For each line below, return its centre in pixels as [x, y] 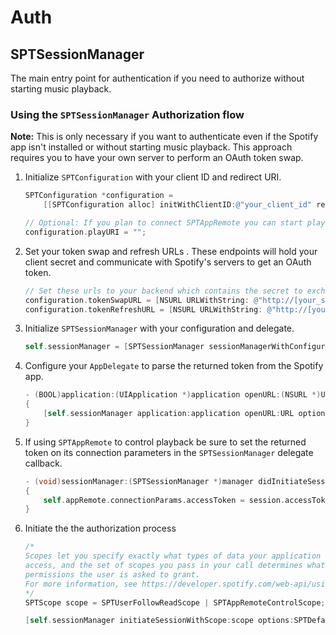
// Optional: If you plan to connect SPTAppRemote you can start [163, 223]
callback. [43, 463]
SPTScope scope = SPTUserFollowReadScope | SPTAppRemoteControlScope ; [175, 602]
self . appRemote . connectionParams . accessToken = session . [164, 500]
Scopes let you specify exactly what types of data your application [173, 556]
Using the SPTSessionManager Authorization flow [127, 114]
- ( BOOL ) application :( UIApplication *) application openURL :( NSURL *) [173, 395]
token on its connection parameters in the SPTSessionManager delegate [169, 452]
